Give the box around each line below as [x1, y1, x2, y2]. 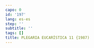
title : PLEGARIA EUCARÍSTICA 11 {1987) [5, 35, 90, 40]
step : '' [5, 21, 24, 26]
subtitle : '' [5, 26, 33, 31]
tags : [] [5, 30, 24, 35]
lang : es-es [5, 16, 30, 21]
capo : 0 [5, 7, 22, 12]
